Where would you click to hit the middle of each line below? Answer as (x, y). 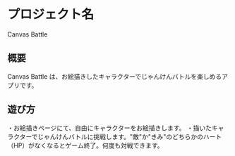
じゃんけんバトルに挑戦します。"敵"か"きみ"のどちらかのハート (130, 136)
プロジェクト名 (51, 14)
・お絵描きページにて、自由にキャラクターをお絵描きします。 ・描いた (109, 128)
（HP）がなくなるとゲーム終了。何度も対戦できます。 (85, 145)
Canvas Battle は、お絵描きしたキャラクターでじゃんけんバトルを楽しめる (115, 76)
